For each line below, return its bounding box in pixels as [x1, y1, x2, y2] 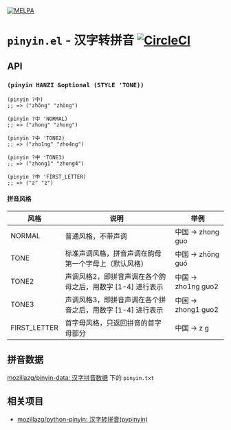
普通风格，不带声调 [65, 231, 127, 241]
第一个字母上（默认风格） [65, 259, 148, 269]
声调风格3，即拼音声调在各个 [65, 295, 159, 305]
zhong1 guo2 [175, 305, 219, 315]
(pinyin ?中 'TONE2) [7, 135, 65, 142]
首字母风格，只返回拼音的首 [65, 318, 155, 328]
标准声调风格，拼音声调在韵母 [65, 249, 162, 258]
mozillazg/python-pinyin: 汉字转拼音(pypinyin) [16, 415, 148, 423]
